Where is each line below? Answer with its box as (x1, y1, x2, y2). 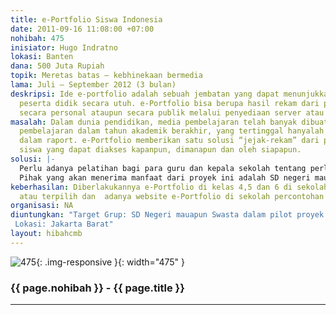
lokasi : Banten (10, 52, 74, 62)
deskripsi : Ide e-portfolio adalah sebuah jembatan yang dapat (10, 89, 280, 99)
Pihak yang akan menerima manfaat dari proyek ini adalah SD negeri (19, 172, 311, 183)
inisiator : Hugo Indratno (10, 42, 118, 53)
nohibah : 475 (10, 33, 65, 43)
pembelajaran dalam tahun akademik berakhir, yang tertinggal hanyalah (19, 126, 325, 136)
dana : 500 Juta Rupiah (10, 61, 105, 71)
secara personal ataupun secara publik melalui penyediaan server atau (19, 107, 325, 118)
